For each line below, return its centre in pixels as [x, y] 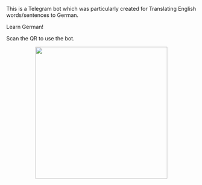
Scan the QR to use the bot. [40, 38]
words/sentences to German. [43, 15]
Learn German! [25, 27]
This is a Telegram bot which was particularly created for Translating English [101, 9]
